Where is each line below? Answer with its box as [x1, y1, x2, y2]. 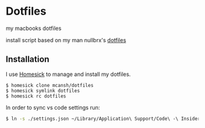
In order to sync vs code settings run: [6, 104, 100, 111]
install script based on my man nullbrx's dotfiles [6, 36, 127, 43]
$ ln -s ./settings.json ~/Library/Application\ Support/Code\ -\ [6, 115, 179, 122]
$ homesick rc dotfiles [6, 93, 67, 99]
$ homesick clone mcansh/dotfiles [6, 82, 94, 88]
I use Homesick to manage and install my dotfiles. [6, 70, 131, 78]
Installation [6, 54, 50, 65]
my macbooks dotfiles [6, 24, 62, 32]
